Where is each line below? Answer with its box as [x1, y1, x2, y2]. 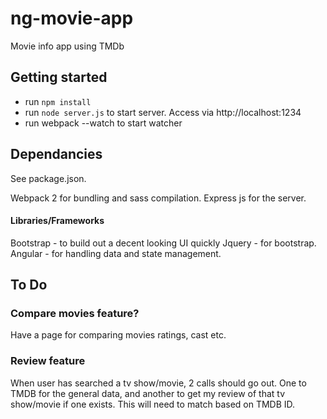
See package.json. [10, 172, 87, 184]
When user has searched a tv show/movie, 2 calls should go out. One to [10, 377, 307, 389]
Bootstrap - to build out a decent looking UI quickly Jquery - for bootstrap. [10, 237, 317, 249]
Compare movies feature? [10, 307, 140, 321]
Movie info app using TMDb [10, 40, 125, 52]
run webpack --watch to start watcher [24, 117, 183, 129]
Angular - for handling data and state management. [10, 247, 222, 259]
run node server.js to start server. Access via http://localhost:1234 [24, 106, 302, 118]
